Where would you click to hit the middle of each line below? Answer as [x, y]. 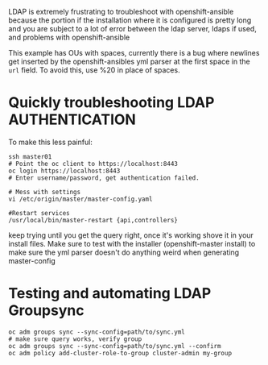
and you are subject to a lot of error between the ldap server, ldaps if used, [133, 29]
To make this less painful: [50, 142]
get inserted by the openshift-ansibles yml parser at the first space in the [130, 61]
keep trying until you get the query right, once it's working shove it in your [131, 235]
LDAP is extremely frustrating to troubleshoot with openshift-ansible [121, 12]
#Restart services [39, 213]
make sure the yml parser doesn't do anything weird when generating [124, 252]
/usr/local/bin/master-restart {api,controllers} [93, 220]
